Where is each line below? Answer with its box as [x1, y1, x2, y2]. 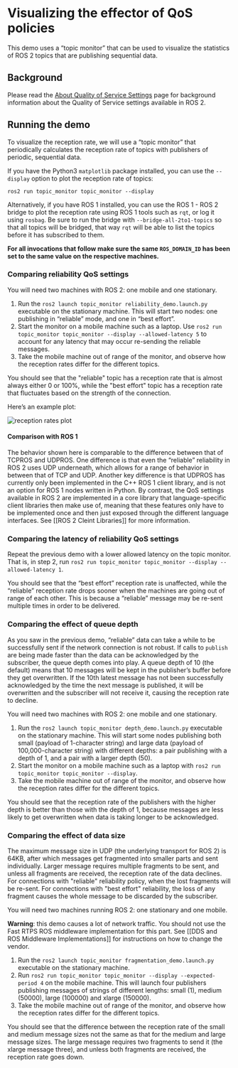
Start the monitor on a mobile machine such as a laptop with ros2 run [17, 761, 222, 770]
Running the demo [7, 119, 91, 131]
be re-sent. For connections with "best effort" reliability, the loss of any [7, 884, 215, 892]
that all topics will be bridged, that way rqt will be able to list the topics [7, 222, 215, 232]
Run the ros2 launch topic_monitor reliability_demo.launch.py [17, 299, 208, 308]
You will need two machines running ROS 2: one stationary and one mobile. [7, 905, 228, 914]
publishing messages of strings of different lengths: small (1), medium [17, 986, 222, 994]
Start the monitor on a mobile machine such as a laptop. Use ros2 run [17, 322, 222, 330]
